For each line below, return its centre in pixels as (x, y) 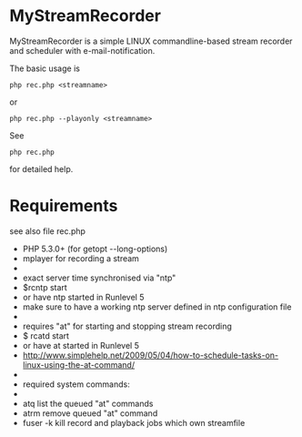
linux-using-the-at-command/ (78, 364)
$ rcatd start (46, 335)
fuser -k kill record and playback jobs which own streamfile (134, 422)
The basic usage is (45, 68)
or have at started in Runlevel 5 (81, 345)
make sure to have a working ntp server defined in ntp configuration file (157, 307)
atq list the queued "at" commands (88, 403)
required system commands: (76, 384)
